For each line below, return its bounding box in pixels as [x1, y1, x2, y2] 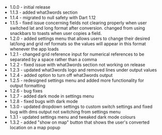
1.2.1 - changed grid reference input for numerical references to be [9, 51, 145, 57]
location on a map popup [9, 125, 60, 130]
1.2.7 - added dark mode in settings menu [9, 93, 94, 99]
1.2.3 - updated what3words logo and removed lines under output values [9, 67, 157, 73]
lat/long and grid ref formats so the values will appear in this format [9, 41, 146, 46]
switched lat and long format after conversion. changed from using [9, 25, 145, 31]
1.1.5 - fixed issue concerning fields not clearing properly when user [9, 20, 147, 26]
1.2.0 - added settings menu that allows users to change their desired [9, 35, 150, 41]
